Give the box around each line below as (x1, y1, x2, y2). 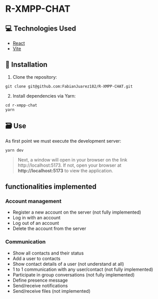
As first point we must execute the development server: (5, 137, 121, 144)
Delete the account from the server (12, 225, 86, 232)
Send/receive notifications (12, 282, 68, 289)
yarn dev (5, 148, 24, 153)
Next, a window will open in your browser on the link (17, 156, 128, 163)
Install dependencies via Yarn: (12, 93, 76, 99)
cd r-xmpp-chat (5, 103, 38, 108)
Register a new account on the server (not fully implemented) (12, 209, 141, 215)
